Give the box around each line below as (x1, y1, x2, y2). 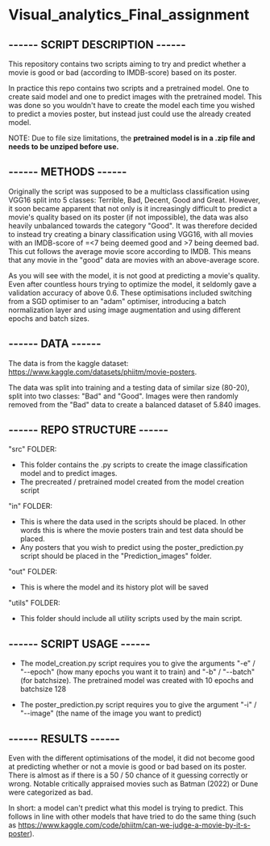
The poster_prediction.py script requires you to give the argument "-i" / (19, 700, 257, 710)
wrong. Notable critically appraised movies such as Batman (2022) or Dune (8, 779, 259, 789)
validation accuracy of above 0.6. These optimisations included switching (8, 288, 252, 298)
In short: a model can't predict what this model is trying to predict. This (8, 803, 244, 813)
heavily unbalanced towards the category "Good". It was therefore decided (8, 220, 258, 231)
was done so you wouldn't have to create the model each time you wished (8, 101, 255, 110)
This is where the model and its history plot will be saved (19, 582, 209, 592)
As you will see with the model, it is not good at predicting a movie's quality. (8, 270, 260, 280)
